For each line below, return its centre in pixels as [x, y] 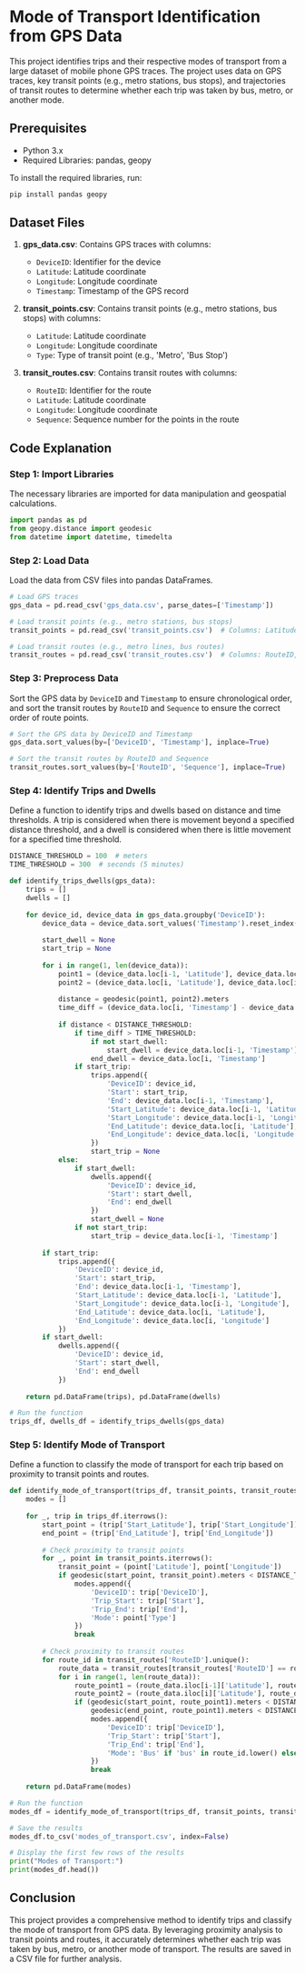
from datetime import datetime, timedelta [91, 537]
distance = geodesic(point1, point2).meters [143, 999]
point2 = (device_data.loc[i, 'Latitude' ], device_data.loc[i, [180, 982]
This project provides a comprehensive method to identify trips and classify [151, 1919]
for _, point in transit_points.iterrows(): [128, 1558]
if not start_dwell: [129, 1042]
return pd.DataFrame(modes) [79, 1787]
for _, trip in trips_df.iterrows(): [97, 1517]
